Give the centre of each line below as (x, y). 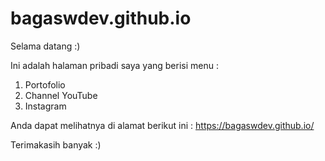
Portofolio (45, 84)
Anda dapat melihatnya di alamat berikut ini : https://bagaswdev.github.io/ (162, 125)
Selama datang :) (45, 46)
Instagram (45, 106)
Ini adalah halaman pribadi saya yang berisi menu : (114, 65)
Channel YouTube (61, 95)
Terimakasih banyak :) (56, 144)
